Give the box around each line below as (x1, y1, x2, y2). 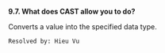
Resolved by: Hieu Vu (8, 37, 80, 45)
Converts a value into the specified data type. (8, 22, 157, 31)
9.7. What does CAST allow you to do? (8, 7, 136, 16)
